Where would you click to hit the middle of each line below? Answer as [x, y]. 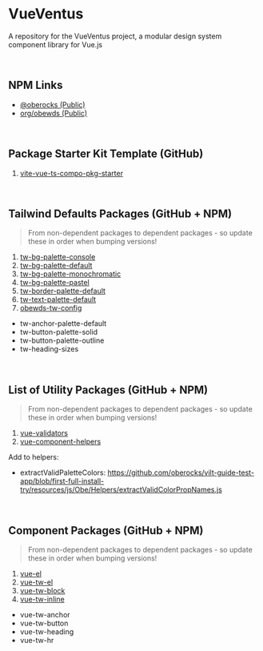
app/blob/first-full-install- [62, 481]
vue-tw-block [42, 591]
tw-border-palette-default [63, 291]
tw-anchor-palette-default [63, 323]
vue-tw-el [36, 582]
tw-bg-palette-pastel [54, 283]
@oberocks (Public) [52, 104]
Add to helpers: [34, 457]
